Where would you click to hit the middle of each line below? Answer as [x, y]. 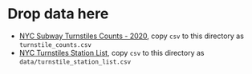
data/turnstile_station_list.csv [75, 62]
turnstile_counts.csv [55, 45]
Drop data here [58, 14]
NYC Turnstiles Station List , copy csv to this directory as [112, 53]
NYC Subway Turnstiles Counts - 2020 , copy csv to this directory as [131, 36]
